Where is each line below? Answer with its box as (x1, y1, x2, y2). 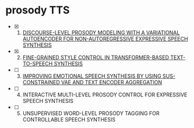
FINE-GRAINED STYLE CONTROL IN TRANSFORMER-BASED (22, 54, 169, 61)
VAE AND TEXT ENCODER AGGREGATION (61, 78, 162, 85)
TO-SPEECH (22, 60, 53, 67)
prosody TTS (5, 4, 70, 17)
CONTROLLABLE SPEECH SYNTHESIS (22, 116, 116, 123)
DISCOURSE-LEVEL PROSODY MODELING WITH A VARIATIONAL (22, 29, 180, 36)
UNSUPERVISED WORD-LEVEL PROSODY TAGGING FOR (22, 109, 160, 117)
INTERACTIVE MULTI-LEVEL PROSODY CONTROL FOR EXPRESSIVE (22, 91, 188, 98)
